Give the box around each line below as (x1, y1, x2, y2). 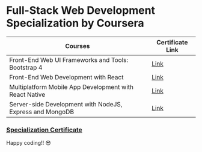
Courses (65, 41, 90, 50)
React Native (9, 90, 46, 99)
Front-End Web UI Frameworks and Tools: (9, 55, 129, 64)
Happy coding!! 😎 (6, 139, 51, 147)
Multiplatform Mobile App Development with (9, 82, 134, 91)
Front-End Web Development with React (9, 73, 124, 81)
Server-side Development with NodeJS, (9, 100, 123, 108)
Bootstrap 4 (9, 63, 43, 71)
